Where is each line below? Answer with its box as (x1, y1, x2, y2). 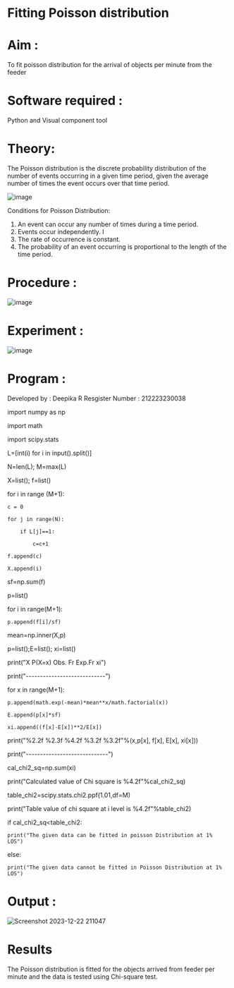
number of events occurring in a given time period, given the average (7, 171, 209, 180)
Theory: (7, 141, 56, 157)
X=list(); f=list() (7, 476, 51, 484)
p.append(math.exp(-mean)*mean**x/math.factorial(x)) (7, 699, 169, 706)
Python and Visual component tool (7, 116, 108, 125)
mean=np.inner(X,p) (7, 630, 66, 639)
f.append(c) (7, 552, 42, 560)
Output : (7, 894, 56, 909)
